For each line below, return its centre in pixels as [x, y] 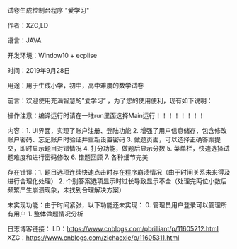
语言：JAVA [24, 40]
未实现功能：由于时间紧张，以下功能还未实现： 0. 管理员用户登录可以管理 [114, 205]
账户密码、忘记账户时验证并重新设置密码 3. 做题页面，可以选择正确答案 [111, 139]
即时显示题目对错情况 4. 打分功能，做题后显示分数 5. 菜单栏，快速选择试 [125, 148]
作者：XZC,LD [28, 25]
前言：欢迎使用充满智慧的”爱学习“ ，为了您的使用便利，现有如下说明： [110, 100]
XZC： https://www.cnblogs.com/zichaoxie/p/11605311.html [93, 238]
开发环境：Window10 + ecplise [52, 56]
